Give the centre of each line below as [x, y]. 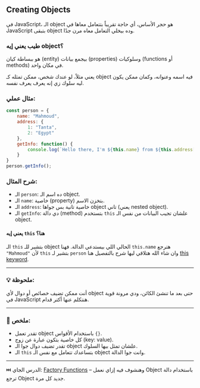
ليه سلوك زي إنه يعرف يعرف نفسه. [45, 83]
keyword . [18, 259]
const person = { [28, 111]
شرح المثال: [22, 181]
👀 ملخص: [18, 320]
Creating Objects [38, 10]
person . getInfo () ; [29, 166]
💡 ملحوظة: [20, 280]
